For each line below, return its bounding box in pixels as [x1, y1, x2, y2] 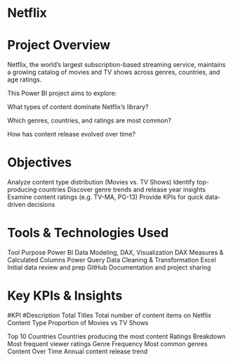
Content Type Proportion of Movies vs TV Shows [7, 318, 149, 327]
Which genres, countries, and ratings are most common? [7, 116, 172, 125]
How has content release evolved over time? [7, 130, 135, 139]
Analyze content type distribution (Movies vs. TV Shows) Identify [7, 178, 195, 186]
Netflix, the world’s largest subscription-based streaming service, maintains [7, 61, 226, 69]
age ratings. [7, 75, 42, 84]
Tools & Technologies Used [7, 225, 169, 241]
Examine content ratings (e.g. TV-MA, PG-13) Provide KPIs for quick [7, 193, 204, 201]
